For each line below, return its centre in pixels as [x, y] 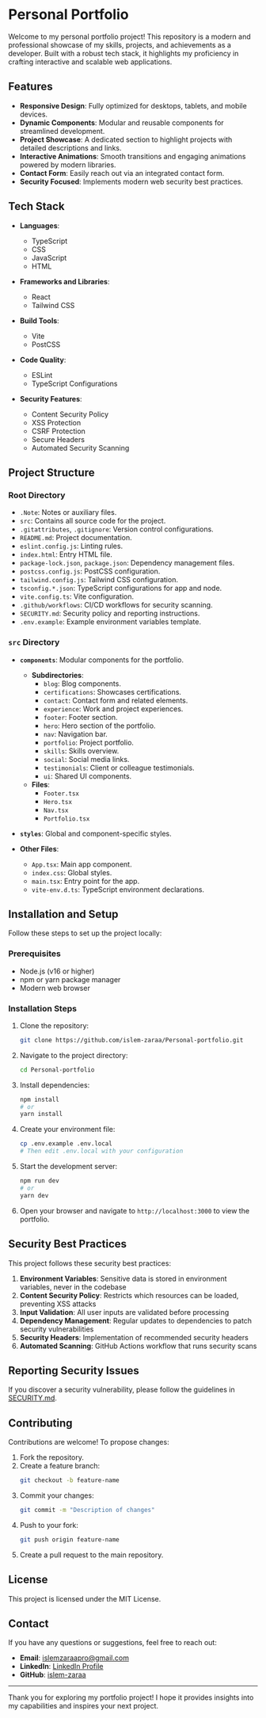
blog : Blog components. [82, 684]
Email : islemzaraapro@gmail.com [74, 1658]
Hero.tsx [58, 802]
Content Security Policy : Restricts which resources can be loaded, [129, 1295]
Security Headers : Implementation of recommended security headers [134, 1337]
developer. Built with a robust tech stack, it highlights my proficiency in [123, 53]
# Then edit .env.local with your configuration [101, 1151]
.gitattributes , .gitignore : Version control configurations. [116, 529]
